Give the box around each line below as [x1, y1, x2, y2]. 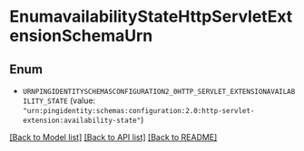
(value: [69, 95, 96, 106]
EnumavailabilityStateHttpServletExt [9, 6, 293, 27]
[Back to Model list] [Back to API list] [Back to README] [9, 132, 218, 142]
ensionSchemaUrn [9, 25, 153, 46]
